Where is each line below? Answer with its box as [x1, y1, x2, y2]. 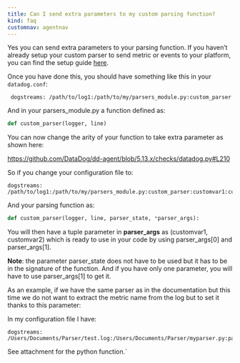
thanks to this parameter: [7, 301, 81, 309]
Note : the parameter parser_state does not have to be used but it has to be [7, 257, 228, 265]
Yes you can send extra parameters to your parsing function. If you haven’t [7, 44, 228, 52]
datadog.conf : [7, 80, 48, 89]
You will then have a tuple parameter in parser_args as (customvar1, [7, 228, 209, 237]
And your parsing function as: [7, 201, 95, 209]
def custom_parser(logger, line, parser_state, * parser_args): [7, 215, 200, 222]
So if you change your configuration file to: [7, 169, 134, 177]
